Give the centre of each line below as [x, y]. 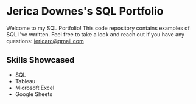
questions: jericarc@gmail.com [45, 41]
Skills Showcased [40, 60]
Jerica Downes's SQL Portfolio [85, 11]
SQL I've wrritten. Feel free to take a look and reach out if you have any [95, 34]
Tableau [25, 81]
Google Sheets [34, 94]
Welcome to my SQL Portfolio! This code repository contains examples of [98, 28]
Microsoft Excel [35, 88]
